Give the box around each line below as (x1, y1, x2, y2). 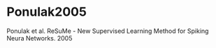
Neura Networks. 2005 (6, 34, 73, 42)
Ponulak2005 (6, 4, 87, 20)
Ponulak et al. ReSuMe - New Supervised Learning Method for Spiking (6, 27, 209, 35)
